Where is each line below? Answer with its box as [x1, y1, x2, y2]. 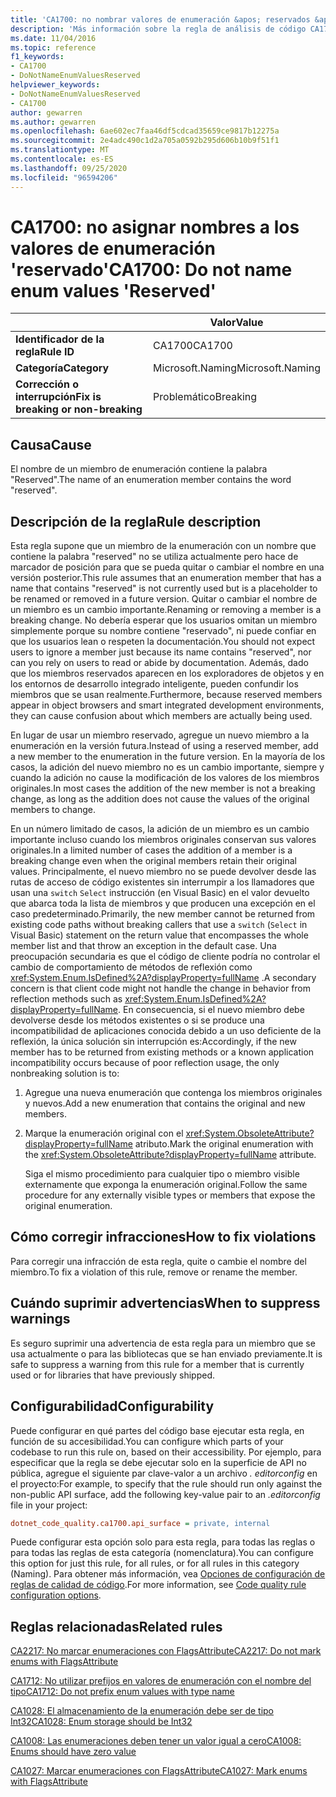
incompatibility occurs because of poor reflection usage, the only [10, 1057, 280, 1069]
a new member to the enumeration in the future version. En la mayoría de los [10, 751, 326, 763]
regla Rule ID [15, 345, 75, 359]
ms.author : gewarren [10, 117, 97, 127]
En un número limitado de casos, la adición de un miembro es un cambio [10, 823, 310, 835]
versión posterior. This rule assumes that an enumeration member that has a [10, 572, 322, 584]
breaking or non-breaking [15, 402, 143, 416]
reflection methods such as [10, 993, 123, 1005]
